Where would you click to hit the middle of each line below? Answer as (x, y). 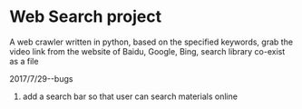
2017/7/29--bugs (41, 78)
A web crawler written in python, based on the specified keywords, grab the (151, 42)
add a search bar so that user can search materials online (130, 96)
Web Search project (85, 17)
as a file (24, 61)
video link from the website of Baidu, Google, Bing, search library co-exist (147, 51)
